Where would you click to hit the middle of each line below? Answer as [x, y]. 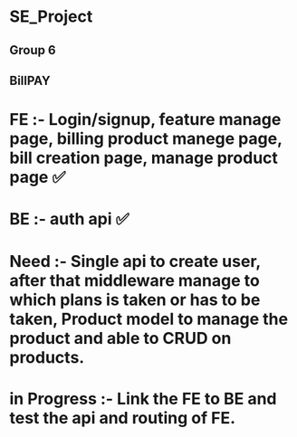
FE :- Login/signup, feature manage [145, 120]
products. [47, 357]
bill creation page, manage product [144, 158]
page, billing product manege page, [146, 139]
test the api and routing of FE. [123, 418]
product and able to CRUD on [120, 338]
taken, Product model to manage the [148, 319]
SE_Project [51, 17]
